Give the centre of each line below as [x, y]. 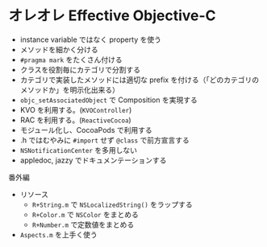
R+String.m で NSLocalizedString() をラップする [113, 204]
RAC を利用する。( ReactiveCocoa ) [75, 120]
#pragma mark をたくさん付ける [71, 60]
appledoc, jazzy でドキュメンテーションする [93, 160]
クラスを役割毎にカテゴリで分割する [80, 69]
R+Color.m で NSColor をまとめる [85, 214]
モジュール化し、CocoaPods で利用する [86, 130]
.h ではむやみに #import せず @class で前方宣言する [104, 140]
